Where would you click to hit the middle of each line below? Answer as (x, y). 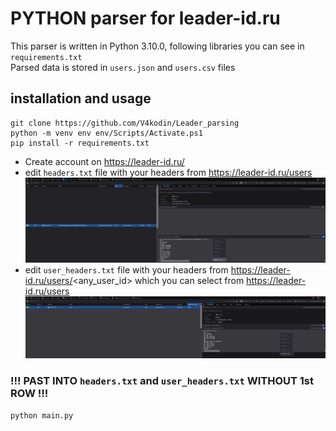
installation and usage (81, 98)
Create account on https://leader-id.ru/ (104, 161)
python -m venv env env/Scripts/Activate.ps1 (106, 133)
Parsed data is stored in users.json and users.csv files (123, 67)
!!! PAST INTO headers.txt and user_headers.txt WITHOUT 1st (162, 381)
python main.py (42, 415)
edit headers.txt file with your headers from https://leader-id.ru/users (168, 172)
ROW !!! (29, 394)
